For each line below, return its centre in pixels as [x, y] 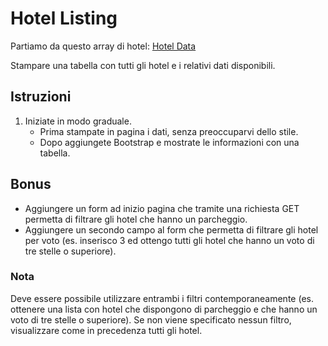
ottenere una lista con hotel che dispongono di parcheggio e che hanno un [164, 309]
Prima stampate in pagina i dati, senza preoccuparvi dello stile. [169, 131]
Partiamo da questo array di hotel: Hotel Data [103, 46]
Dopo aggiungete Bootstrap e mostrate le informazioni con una [169, 142]
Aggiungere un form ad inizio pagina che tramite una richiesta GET [162, 208]
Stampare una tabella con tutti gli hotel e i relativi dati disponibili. [143, 65]
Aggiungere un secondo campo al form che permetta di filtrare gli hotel [171, 229]
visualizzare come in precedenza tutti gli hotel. [106, 330]
